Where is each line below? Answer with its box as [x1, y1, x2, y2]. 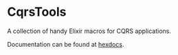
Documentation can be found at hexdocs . [7, 40, 124, 48]
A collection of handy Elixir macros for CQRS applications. [7, 27, 172, 35]
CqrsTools [7, 4, 67, 20]
